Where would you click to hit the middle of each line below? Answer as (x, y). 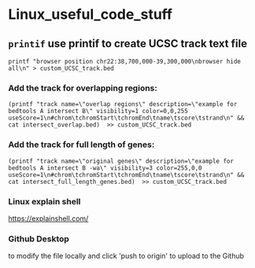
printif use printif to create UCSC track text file (128, 44)
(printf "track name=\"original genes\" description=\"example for (121, 161)
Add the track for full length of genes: (81, 145)
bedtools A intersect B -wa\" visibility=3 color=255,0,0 (105, 168)
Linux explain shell (44, 201)
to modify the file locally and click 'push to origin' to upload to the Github (126, 256)
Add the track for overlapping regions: (83, 88)
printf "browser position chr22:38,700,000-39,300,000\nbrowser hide (125, 61)
